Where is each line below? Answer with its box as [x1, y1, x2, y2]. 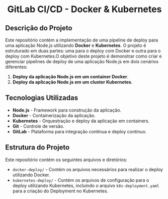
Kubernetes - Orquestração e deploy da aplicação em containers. [12, 118, 150, 124]
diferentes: [5, 64, 28, 70]
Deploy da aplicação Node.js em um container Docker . [12, 74, 129, 79]
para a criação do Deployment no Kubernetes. [12, 188, 109, 194]
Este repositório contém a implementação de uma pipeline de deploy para [5, 37, 158, 43]
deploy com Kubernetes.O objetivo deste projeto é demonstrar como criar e [5, 53, 162, 59]
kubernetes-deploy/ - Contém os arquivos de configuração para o [12, 177, 149, 183]
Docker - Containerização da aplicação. [12, 112, 96, 118]
